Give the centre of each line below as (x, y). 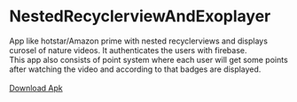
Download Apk (36, 88)
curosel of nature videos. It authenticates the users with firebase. (128, 50)
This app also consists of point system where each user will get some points (148, 59)
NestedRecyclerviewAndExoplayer (140, 16)
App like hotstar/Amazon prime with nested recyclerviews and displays (139, 41)
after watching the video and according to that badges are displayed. (135, 69)
